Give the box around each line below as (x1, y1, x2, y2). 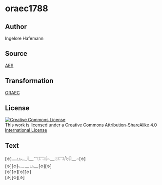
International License (5, 127, 47, 133)
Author (5, 23, 27, 31)
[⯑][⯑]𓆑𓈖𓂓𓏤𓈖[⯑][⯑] (5, 163, 52, 169)
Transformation (5, 77, 54, 85)
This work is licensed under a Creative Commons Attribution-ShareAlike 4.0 (5, 122, 157, 128)
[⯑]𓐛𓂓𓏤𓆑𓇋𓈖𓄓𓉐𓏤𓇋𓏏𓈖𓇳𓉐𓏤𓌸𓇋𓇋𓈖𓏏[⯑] (5, 156, 86, 162)
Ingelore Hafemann (5, 35, 44, 41)
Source (5, 49, 28, 58)
